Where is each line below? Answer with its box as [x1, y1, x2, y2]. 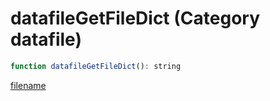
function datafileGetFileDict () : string [10, 61, 182, 71]
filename [10, 79, 47, 91]
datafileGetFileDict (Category [10, 7, 260, 30]
